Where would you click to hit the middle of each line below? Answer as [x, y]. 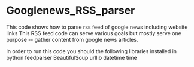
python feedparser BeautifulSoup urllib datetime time [72, 57]
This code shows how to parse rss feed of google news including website [97, 27]
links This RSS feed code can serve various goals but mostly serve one [94, 33]
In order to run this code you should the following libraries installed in [92, 51]
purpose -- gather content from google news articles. [72, 39]
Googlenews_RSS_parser [71, 10]
